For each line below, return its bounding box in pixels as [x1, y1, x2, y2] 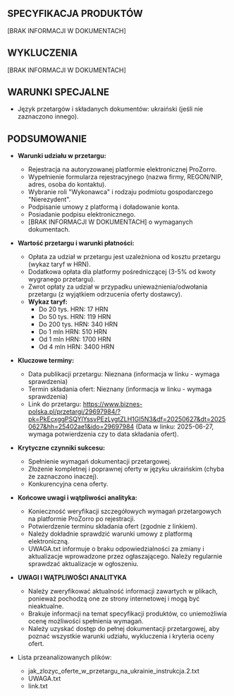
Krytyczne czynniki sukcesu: [17, 443, 106, 452]
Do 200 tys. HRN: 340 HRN [38, 320, 118, 329]
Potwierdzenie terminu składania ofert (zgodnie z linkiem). [27, 522, 197, 531]
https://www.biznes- [82, 400, 143, 409]
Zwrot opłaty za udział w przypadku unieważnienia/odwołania [27, 282, 208, 291]
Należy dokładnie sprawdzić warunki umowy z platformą [27, 529, 192, 538]
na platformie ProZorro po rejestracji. [27, 515, 136, 523]
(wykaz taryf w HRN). [27, 260, 91, 269]
